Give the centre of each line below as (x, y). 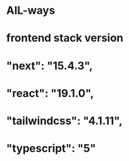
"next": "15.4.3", (50, 65)
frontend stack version (65, 38)
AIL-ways (31, 11)
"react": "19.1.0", (50, 93)
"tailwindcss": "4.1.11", (64, 121)
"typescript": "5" (51, 149)
